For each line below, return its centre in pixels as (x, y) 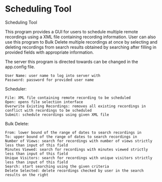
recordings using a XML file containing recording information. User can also (81, 37)
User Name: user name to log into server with (53, 76)
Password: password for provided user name (50, 80)
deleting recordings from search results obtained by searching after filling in (81, 47)
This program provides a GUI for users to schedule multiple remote (72, 31)
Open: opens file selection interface (44, 102)
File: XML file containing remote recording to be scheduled (68, 98)
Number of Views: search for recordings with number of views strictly (79, 141)
